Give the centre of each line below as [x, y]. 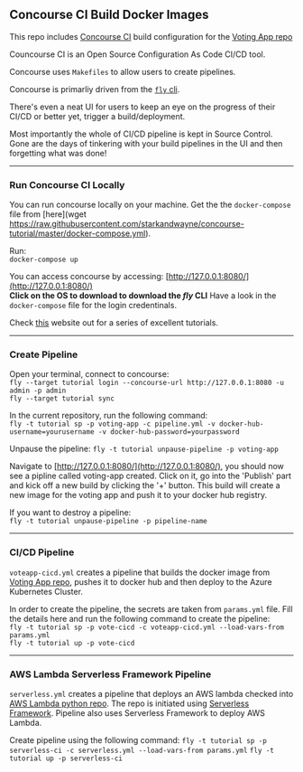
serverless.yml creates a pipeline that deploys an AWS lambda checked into [151, 694]
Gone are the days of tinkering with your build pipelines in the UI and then [146, 143]
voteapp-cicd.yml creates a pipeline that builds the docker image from [140, 572]
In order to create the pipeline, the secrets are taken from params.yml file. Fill [151, 608]
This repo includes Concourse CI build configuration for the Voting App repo [151, 36]
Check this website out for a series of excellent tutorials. [114, 323]
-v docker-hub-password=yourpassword [169, 432]
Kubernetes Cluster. [46, 591]
